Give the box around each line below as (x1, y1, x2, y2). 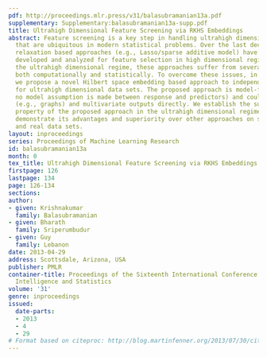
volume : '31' (8, 285, 52, 293)
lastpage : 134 (8, 174, 56, 183)
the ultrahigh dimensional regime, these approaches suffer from (15, 64, 237, 72)
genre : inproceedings (8, 293, 80, 301)
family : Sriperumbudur (15, 226, 91, 235)
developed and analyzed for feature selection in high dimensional (15, 56, 244, 64)
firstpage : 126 (8, 167, 59, 175)
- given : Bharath (8, 219, 66, 227)
